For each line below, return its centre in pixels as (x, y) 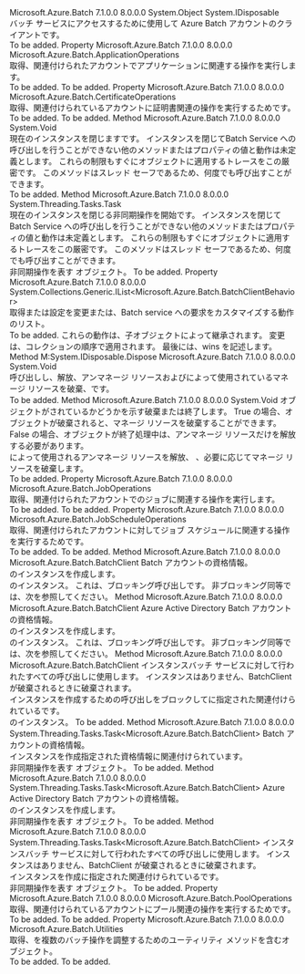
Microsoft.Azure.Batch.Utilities (66, 929)
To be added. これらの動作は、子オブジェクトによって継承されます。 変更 (147, 335)
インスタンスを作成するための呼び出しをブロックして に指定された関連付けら (153, 699)
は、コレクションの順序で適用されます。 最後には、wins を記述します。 (143, 347)
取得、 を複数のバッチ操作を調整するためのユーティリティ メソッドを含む (146, 940)
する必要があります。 (49, 446)
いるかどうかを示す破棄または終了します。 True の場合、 (179, 411)
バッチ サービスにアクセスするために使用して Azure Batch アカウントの (143, 23)
